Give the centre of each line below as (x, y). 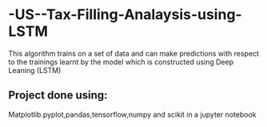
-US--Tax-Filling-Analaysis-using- (125, 15)
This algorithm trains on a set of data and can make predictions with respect (134, 53)
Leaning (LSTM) (35, 70)
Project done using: (58, 96)
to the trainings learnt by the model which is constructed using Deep (121, 62)
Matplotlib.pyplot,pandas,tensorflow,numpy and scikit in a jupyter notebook (133, 114)
